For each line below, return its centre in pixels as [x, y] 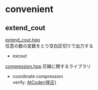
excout [20, 56]
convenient [29, 9]
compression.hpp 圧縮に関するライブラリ [48, 66]
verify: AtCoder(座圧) [34, 82]
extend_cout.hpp [23, 40]
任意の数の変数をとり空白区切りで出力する [49, 46]
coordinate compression [38, 76]
